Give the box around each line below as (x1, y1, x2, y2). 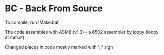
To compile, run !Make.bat (5, 19, 59, 25)
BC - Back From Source (5, 3, 103, 14)
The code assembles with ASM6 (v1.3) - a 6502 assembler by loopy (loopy (5, 29, 159, 35)
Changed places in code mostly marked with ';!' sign (5, 44, 113, 50)
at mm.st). (5, 34, 26, 40)
